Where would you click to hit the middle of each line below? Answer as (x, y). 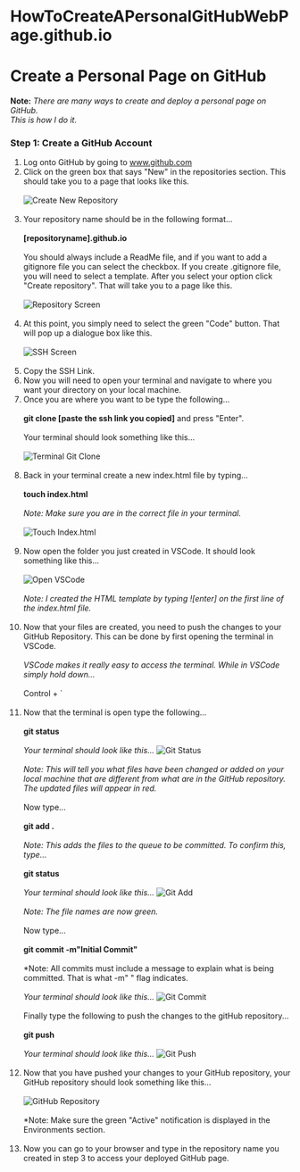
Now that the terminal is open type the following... (115, 712)
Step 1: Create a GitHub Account (81, 143)
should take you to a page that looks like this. (106, 181)
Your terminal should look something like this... (109, 437)
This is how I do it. (44, 120)
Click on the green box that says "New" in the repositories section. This (154, 172)
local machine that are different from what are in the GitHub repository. (154, 779)
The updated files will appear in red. (90, 788)
